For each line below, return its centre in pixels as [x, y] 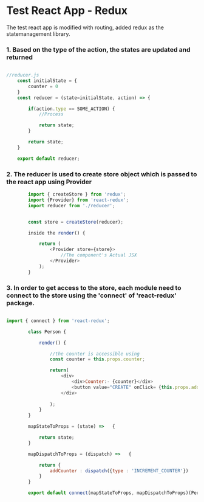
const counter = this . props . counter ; [97, 359]
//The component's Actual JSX [99, 255]
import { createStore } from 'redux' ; [77, 194]
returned [20, 57]
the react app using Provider [49, 182]
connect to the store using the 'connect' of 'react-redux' [91, 295]
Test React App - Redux [67, 11]
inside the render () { [57, 233]
